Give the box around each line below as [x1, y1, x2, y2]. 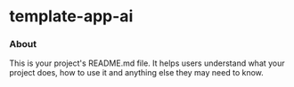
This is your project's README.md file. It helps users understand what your [9, 58, 285, 68]
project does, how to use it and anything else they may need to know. [9, 67, 265, 78]
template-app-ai [9, 6, 134, 27]
